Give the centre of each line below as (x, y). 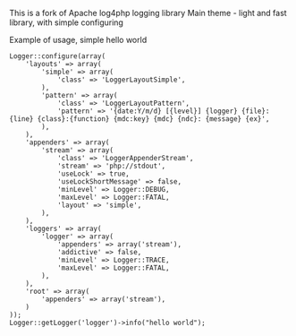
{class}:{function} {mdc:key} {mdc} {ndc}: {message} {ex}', (153, 119)
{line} (21, 119)
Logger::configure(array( (57, 56)
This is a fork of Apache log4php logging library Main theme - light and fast (148, 13)
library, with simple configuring (66, 22)
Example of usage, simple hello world (78, 40)
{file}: (255, 111)
